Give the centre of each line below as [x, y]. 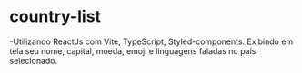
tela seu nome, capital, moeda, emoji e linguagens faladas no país [133, 50]
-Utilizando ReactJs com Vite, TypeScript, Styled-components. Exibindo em [151, 41]
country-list [55, 17]
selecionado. [34, 60]
